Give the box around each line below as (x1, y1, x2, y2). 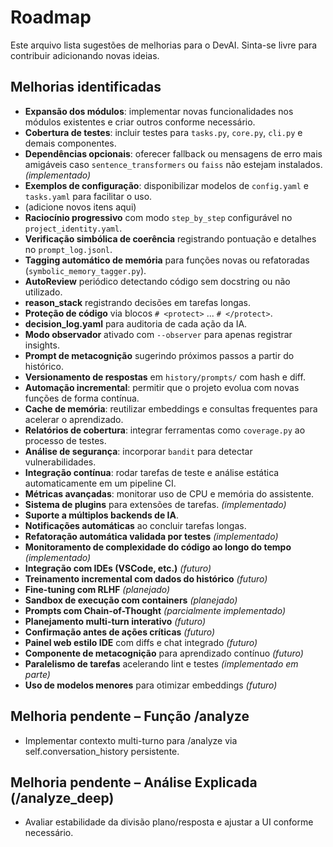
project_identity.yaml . (24, 222, 123, 234)
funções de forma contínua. (24, 392, 140, 404)
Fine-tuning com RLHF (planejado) (24, 583, 171, 595)
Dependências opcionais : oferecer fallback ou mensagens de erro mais (24, 147, 323, 160)
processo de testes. (24, 434, 107, 446)
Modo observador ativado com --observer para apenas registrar (24, 328, 293, 340)
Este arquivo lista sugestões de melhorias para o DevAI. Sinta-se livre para (10, 39, 318, 51)
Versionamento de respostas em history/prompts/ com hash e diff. (24, 371, 306, 383)
